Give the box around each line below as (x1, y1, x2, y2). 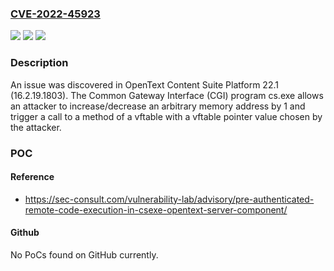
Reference (10, 171, 55, 183)
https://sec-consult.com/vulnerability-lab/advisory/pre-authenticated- (24, 193, 315, 205)
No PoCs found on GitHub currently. (10, 248, 159, 261)
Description (10, 56, 69, 70)
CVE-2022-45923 (10, 7, 101, 21)
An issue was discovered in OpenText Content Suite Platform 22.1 (10, 78, 279, 91)
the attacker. (10, 121, 62, 133)
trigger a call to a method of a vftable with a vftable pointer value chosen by (10, 110, 323, 122)
